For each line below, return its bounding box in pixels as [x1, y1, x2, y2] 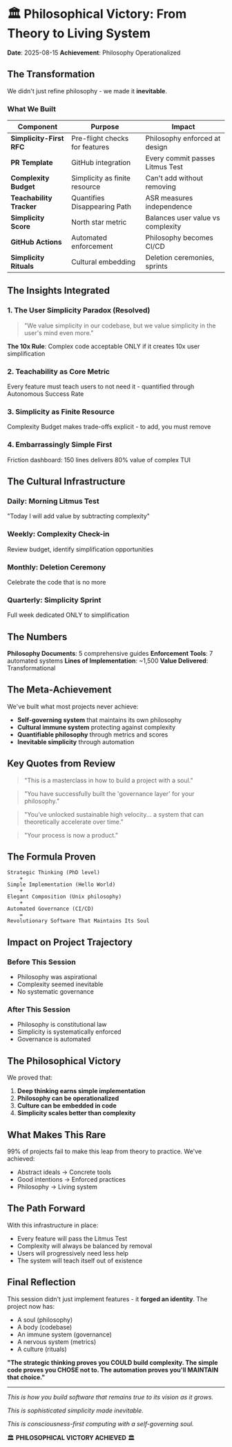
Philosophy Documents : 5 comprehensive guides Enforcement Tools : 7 [7, 650, 213, 658]
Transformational [7, 664, 56, 672]
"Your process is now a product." [23, 831, 119, 839]
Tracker [10, 202, 37, 211]
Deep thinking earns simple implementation [17, 1087, 146, 1095]
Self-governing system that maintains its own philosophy [17, 715, 182, 723]
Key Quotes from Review [7, 758, 116, 770]
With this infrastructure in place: [7, 1221, 99, 1229]
